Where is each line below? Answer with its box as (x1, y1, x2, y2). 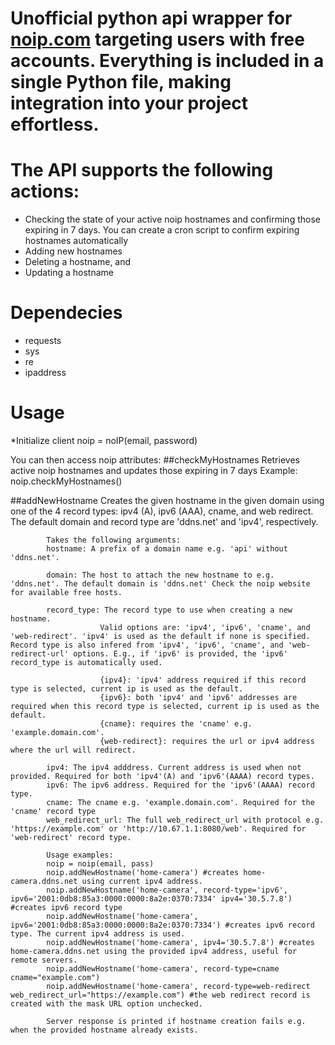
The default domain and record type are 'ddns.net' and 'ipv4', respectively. (10, 516, 319, 527)
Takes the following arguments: (46, 535, 182, 545)
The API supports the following (10, 159, 274, 182)
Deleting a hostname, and (24, 256, 132, 268)
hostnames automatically (24, 235, 129, 247)
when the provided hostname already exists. (10, 1025, 199, 1035)
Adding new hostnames (24, 245, 123, 257)
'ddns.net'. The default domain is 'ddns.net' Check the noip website (10, 579, 311, 589)
